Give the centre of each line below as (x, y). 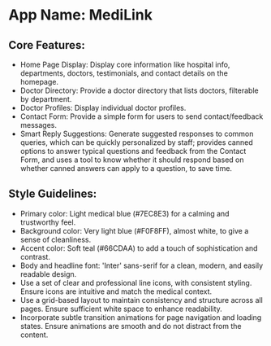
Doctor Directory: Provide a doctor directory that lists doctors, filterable (139, 90)
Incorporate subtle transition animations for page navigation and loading (141, 317)
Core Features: (47, 45)
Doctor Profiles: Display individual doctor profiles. (103, 108)
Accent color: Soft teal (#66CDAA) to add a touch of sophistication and (139, 248)
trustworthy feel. (48, 222)
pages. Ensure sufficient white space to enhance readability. (121, 309)
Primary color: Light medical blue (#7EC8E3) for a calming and (125, 213)
